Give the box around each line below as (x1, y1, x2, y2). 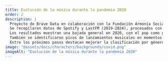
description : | (5, 16, 37, 21)
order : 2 (5, 12, 23, 17)
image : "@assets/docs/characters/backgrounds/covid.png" (5, 44, 126, 49)
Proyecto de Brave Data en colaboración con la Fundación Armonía (9, 21, 151, 26)
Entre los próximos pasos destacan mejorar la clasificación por (9, 40, 149, 45)
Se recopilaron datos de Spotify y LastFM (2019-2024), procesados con (9, 26, 162, 31)
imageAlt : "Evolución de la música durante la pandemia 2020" (5, 49, 137, 54)
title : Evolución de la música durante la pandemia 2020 (5, 7, 126, 12)
